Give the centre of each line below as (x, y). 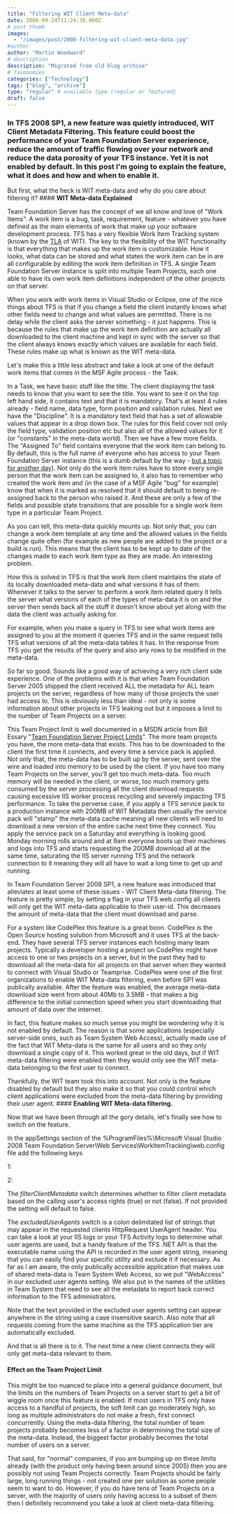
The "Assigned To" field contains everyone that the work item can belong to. (117, 446)
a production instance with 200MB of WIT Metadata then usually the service (117, 811)
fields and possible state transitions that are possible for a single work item (115, 506)
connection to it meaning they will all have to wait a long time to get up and (115, 863)
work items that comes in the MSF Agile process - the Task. (93, 373)
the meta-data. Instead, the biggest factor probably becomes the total (108, 1437)
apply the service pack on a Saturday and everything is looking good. (107, 833)
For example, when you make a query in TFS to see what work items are (111, 628)
